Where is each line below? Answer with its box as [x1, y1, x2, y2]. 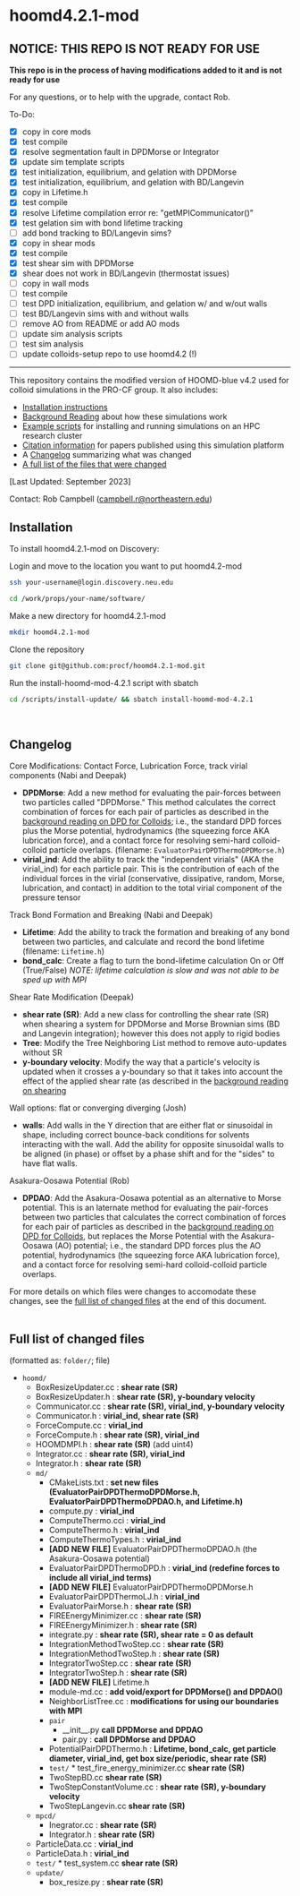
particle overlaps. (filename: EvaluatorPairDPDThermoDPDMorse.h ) [48, 845, 286, 855]
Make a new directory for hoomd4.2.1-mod [9, 611, 167, 621]
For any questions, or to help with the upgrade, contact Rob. [9, 91, 230, 102]
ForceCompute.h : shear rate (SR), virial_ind [35, 1429, 200, 1440]
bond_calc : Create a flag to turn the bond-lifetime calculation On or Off [21, 956, 285, 966]
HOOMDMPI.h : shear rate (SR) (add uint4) [35, 1439, 194, 1450]
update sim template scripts [21, 157, 125, 167]
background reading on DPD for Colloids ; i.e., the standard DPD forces [21, 816, 282, 827]
